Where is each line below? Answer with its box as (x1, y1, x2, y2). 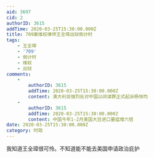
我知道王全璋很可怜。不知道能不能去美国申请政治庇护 (6, 145, 140, 152)
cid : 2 (6, 15, 23, 21)
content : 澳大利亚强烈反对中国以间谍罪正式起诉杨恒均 (28, 94, 148, 100)
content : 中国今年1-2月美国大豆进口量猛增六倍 (28, 116, 134, 122)
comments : (6, 71, 32, 77)
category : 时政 (6, 128, 43, 134)
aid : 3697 (6, 9, 32, 15)
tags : (6, 37, 20, 43)
